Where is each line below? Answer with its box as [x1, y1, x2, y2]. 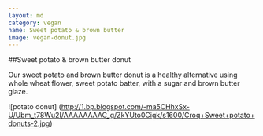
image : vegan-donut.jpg [8, 33, 87, 42]
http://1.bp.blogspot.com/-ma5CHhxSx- [61, 102, 191, 112]
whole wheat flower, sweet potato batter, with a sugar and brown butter [8, 79, 240, 88]
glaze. [8, 87, 28, 97]
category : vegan [8, 19, 61, 27]
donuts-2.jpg [8, 119, 50, 128]
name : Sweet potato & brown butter [8, 26, 125, 34]
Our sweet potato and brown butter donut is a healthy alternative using [8, 70, 238, 79]
